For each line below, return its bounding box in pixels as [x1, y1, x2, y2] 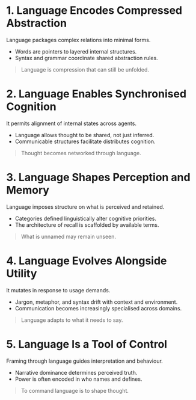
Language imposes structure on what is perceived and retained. [6, 203, 165, 211]
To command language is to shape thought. [20, 387, 129, 394]
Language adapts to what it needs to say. [20, 316, 123, 324]
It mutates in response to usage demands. [6, 286, 111, 294]
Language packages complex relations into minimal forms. [6, 36, 151, 43]
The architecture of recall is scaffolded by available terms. [14, 221, 159, 229]
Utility [6, 267, 37, 280]
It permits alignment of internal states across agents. [6, 120, 137, 127]
